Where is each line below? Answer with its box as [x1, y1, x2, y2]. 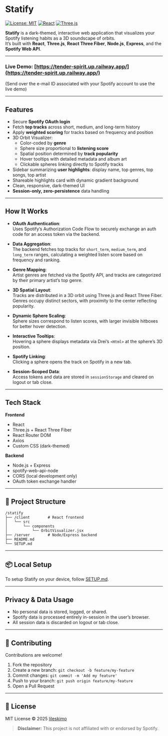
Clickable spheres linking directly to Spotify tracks [19, 162, 123, 168]
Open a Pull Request [12, 683, 55, 689]
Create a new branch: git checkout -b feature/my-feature [12, 667, 134, 673]
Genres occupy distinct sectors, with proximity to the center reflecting [12, 298, 157, 304]
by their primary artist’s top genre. [12, 277, 83, 283]
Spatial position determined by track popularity [19, 151, 118, 157]
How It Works [5, 207, 48, 216]
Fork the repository [12, 661, 52, 668]
